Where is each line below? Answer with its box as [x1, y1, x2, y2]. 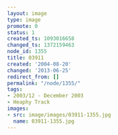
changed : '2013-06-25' [7, 67, 72, 74]
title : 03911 [7, 55, 44, 61]
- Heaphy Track [7, 99, 50, 106]
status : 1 [7, 29, 35, 36]
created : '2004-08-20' [7, 61, 72, 67]
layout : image [7, 10, 48, 17]
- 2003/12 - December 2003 [7, 93, 84, 100]
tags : [7, 86, 23, 93]
